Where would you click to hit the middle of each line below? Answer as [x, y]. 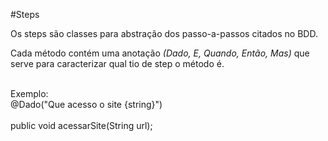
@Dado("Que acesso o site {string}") [86, 104]
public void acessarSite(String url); [81, 125]
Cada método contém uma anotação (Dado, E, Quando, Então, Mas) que [160, 53]
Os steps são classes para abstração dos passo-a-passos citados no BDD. [164, 33]
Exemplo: [29, 93]
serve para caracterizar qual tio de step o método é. [117, 63]
